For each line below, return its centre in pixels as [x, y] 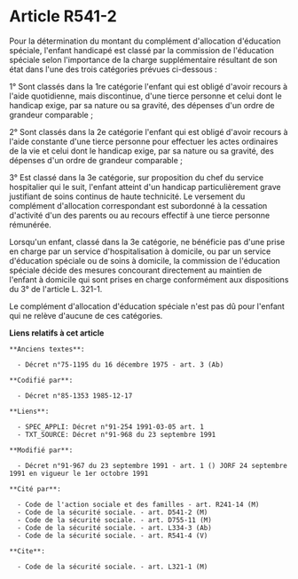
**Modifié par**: [41, 450]
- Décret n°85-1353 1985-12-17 [75, 396]
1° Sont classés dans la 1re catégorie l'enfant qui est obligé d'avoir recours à [149, 86]
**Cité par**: [35, 489]
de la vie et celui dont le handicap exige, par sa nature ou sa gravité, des [142, 151]
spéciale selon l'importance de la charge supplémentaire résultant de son [143, 59]
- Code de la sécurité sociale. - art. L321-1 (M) [113, 567]
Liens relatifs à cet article [57, 333]
